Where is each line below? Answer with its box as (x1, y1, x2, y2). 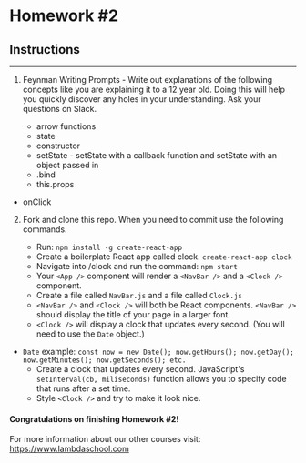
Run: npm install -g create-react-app (36, 242, 183, 252)
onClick (22, 196, 52, 207)
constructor (36, 140, 80, 151)
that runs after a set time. (36, 383, 131, 394)
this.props (36, 179, 75, 189)
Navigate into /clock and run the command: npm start (36, 261, 239, 271)
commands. (22, 224, 67, 235)
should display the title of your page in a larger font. (36, 309, 230, 319)
